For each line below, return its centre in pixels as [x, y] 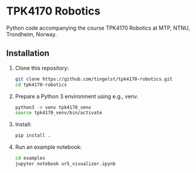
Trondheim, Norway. [32, 34]
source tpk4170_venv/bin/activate [58, 113]
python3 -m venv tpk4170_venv [53, 107]
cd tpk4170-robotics [41, 85]
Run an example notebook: [48, 147]
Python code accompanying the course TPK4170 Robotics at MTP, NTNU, [98, 28]
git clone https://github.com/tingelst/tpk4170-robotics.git [94, 79]
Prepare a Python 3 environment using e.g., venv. [77, 96]
